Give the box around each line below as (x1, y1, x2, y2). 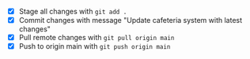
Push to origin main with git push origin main (18, 42, 171, 51)
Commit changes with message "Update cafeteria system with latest (18, 16, 243, 25)
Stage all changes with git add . (18, 7, 127, 16)
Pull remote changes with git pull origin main (18, 33, 175, 42)
